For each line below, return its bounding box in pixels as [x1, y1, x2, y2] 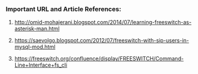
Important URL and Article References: [5, 5, 121, 13]
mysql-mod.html [14, 43, 56, 50]
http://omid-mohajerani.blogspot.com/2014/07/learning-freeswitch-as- [14, 19, 192, 26]
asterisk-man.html [14, 25, 60, 32]
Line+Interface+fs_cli [14, 61, 68, 69]
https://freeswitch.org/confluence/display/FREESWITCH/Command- [14, 55, 184, 62]
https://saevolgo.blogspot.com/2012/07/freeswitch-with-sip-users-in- [14, 37, 190, 44]
